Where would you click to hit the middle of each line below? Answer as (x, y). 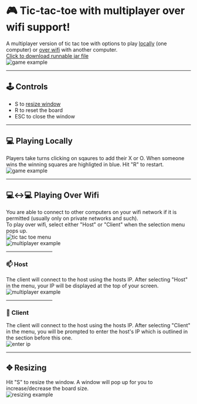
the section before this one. (39, 338)
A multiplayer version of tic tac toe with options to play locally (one (86, 43)
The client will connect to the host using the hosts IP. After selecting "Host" (97, 279)
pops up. (17, 231)
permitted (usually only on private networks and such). (72, 218)
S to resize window (38, 104)
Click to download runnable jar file (47, 56)
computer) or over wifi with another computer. (62, 49)
